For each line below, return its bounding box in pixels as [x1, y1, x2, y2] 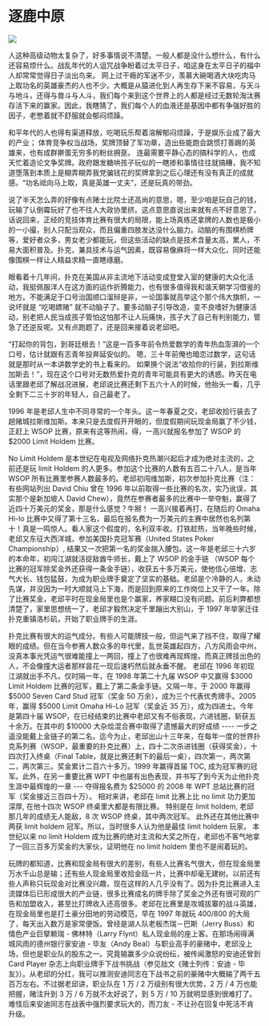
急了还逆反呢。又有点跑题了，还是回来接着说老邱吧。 [8, 322, 184, 331]
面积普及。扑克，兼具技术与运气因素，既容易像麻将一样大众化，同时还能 [22, 245, 261, 254]
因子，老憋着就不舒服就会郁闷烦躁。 [8, 110, 128, 120]
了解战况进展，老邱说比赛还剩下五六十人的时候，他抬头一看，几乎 [42, 379, 261, 389]
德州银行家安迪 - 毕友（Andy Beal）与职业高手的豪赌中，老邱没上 [35, 939, 253, 948]
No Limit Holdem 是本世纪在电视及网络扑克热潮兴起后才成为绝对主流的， [8, 453, 248, 463]
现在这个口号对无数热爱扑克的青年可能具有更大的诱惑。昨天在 [46, 369, 251, 379]
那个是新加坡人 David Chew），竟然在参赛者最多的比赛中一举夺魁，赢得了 [14, 493, 258, 503]
